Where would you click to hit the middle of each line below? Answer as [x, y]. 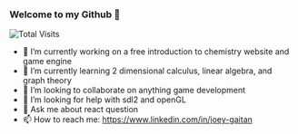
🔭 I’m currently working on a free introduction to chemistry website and [156, 52]
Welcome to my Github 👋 [65, 14]
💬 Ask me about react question [80, 110]
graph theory [47, 81]
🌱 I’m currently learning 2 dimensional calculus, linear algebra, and [147, 71]
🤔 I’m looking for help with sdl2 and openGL [104, 100]
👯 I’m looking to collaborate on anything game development [134, 91]
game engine [47, 62]
